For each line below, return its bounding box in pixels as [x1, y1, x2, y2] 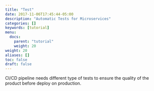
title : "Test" [5, 7, 34, 12]
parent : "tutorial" [14, 39, 54, 44]
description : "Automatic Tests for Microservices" [5, 16, 111, 21]
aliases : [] [5, 52, 30, 58]
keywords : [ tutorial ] [5, 25, 50, 30]
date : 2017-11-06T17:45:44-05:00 [5, 12, 74, 17]
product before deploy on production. [5, 80, 82, 86]
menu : [5, 30, 16, 35]
